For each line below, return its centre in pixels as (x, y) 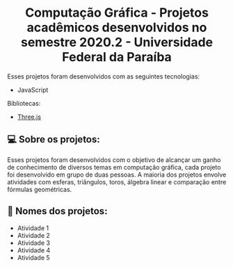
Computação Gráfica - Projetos (117, 13)
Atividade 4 (34, 250)
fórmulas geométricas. (40, 189)
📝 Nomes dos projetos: (57, 211)
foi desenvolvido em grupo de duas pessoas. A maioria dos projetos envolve (117, 175)
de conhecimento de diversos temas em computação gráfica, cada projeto (114, 167)
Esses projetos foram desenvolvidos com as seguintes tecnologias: (104, 76)
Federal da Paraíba (117, 57)
